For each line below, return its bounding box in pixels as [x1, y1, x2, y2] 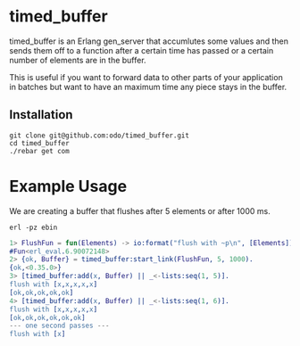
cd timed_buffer [9, 138, 70, 148]
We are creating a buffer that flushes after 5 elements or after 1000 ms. [9, 205, 271, 216]
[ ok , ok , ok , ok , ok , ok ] [9, 313, 87, 322]
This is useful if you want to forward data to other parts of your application [9, 71, 283, 82]
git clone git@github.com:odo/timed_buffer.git [9, 131, 190, 140]
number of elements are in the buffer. [9, 54, 146, 65]
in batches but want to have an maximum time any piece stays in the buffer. [9, 81, 287, 92]
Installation [9, 107, 73, 122]
